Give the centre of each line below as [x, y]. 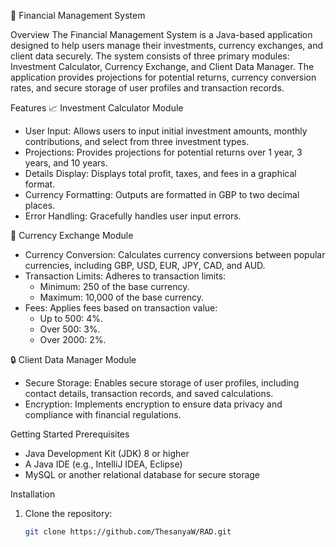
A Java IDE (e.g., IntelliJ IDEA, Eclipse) [103, 464]
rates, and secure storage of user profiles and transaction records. [147, 88]
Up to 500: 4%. [71, 318]
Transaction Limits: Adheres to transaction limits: [125, 276]
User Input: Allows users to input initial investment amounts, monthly [166, 131]
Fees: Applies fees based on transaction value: [121, 308]
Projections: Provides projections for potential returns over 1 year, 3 [163, 152]
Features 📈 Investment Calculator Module [97, 108]
